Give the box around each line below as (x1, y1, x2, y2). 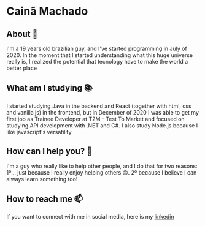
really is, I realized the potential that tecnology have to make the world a (6, 58, 188, 65)
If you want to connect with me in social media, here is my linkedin (6, 213, 174, 220)
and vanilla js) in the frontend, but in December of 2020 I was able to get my (6, 108, 199, 116)
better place (6, 64, 37, 72)
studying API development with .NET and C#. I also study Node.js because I (6, 121, 198, 129)
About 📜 (6, 29, 38, 39)
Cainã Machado (6, 4, 88, 18)
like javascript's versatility (6, 128, 72, 135)
